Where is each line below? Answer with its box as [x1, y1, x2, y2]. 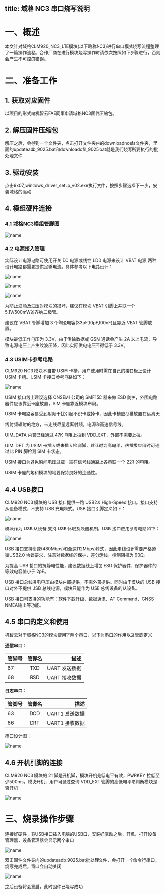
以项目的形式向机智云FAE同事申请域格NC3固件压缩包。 [5, 110, 117, 116]
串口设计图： [5, 733, 31, 739]
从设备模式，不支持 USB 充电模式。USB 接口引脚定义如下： [5, 506, 126, 512]
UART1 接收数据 [47, 719, 85, 726]
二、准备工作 [5, 75, 58, 86]
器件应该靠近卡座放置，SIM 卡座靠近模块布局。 [5, 401, 101, 406]
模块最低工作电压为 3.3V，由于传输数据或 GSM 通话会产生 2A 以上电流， [5, 336, 153, 342]
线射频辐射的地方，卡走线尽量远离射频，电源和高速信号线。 [5, 421, 126, 427]
